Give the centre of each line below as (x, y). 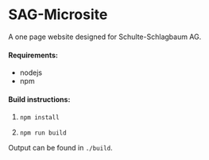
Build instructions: (39, 99)
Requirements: (33, 55)
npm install (39, 118)
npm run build (43, 133)
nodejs (31, 72)
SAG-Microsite (58, 15)
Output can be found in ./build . (60, 148)
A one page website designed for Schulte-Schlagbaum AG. (105, 37)
